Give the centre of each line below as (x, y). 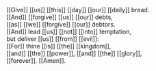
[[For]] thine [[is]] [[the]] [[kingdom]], (59, 46)
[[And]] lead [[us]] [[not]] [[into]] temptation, (69, 31)
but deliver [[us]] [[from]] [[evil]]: (53, 39)
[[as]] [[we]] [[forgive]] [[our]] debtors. (61, 24)
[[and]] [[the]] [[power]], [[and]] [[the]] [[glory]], (74, 53)
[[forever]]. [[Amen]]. (36, 60)
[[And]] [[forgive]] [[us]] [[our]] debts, (60, 17)
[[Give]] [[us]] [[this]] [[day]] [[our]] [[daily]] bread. (78, 10)
